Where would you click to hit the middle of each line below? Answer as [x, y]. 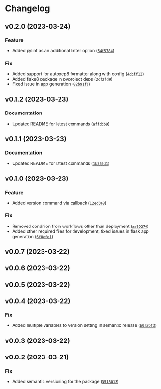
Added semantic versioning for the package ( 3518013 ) [66, 382]
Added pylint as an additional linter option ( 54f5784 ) [63, 50]
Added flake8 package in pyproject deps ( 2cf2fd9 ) [62, 79]
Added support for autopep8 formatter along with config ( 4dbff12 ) [78, 74]
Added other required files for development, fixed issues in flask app [80, 231]
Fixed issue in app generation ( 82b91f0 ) [51, 84]
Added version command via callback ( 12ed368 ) [59, 203]
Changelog [28, 8]
